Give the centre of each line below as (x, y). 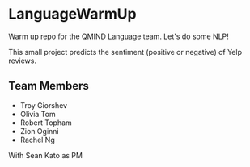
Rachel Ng (37, 140)
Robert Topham (46, 123)
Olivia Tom (38, 114)
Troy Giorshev (43, 105)
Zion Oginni (39, 131)
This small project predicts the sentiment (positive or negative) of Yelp (125, 52)
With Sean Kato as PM (46, 155)
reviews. (22, 61)
